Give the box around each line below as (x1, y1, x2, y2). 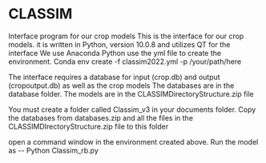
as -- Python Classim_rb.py (8, 145, 99, 155)
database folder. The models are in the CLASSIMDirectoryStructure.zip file (8, 89, 254, 98)
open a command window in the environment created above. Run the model (8, 137, 259, 146)
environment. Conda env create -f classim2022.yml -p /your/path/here (8, 57, 242, 66)
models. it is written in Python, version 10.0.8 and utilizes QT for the (8, 39, 231, 49)
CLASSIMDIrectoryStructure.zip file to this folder (8, 121, 169, 131)
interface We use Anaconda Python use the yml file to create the (8, 48, 222, 58)
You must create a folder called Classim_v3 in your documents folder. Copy (8, 105, 256, 114)
